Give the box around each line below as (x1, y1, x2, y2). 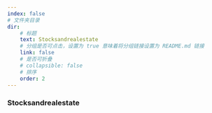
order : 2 (20, 75, 45, 82)
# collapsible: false (20, 62, 83, 69)
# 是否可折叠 (20, 56, 52, 63)
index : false (7, 10, 45, 17)
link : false (20, 50, 55, 56)
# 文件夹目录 (7, 17, 40, 24)
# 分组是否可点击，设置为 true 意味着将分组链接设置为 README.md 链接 (20, 43, 205, 50)
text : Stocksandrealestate (20, 36, 99, 43)
